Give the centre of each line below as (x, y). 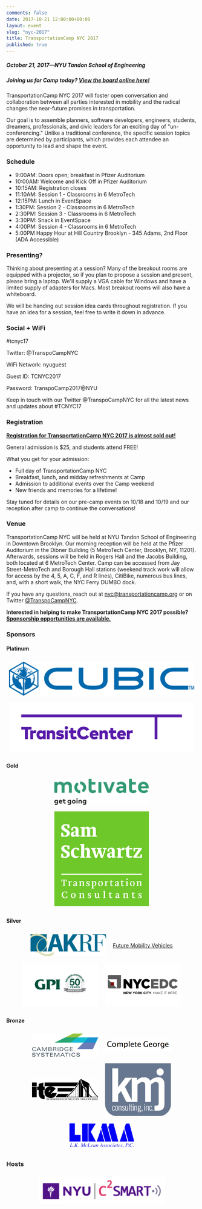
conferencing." (25, 133)
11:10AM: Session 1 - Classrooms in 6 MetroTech (75, 194)
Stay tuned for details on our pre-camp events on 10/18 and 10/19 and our (98, 502)
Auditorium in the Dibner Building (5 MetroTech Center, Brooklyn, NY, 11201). (101, 550)
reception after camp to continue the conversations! (71, 508)
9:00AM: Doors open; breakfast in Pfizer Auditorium (80, 175)
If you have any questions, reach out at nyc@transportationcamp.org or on (99, 594)
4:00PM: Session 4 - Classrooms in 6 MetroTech (76, 226)
